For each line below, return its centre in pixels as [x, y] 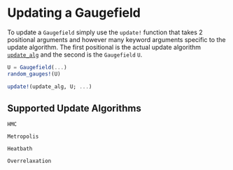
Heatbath [20, 149]
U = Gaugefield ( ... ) [37, 67]
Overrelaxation [29, 161]
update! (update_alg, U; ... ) [50, 86]
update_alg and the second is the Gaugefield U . [75, 55]
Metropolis [23, 137]
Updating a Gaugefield [74, 13]
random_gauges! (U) [34, 74]
